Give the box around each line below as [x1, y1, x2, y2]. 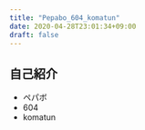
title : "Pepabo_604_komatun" [9, 13, 120, 23]
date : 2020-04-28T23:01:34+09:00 [9, 22, 137, 31]
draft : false [9, 30, 59, 39]
